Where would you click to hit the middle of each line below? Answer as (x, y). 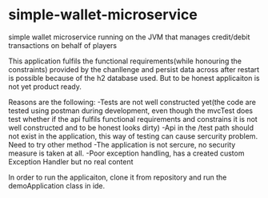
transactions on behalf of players (63, 45)
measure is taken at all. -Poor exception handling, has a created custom (126, 153)
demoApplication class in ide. (57, 185)
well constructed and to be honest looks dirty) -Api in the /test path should (131, 127)
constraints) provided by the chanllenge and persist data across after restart (134, 69)
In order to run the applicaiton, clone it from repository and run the (118, 177)
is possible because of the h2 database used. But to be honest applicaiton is (134, 78)
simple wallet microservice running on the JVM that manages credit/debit (129, 37)
